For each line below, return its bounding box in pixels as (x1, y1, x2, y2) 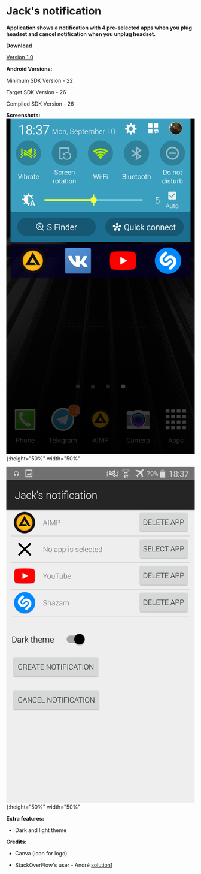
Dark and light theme (14, 826, 67, 834)
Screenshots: (6, 111, 41, 119)
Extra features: (6, 815, 44, 822)
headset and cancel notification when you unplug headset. (6, 30, 156, 37)
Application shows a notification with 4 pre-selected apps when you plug (6, 24, 193, 31)
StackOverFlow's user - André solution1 (14, 861, 112, 869)
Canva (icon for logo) (14, 849, 68, 857)
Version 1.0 (6, 53, 33, 61)
